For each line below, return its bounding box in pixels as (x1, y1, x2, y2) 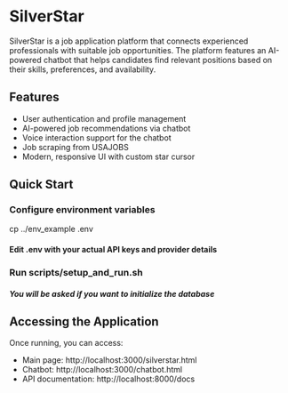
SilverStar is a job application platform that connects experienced (9, 36, 249, 46)
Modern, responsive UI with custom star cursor (21, 151, 196, 162)
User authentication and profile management (21, 113, 187, 124)
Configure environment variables (9, 204, 156, 216)
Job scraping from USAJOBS (21, 141, 129, 152)
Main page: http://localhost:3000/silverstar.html (21, 355, 197, 365)
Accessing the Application (9, 314, 159, 329)
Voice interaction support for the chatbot (21, 132, 172, 143)
